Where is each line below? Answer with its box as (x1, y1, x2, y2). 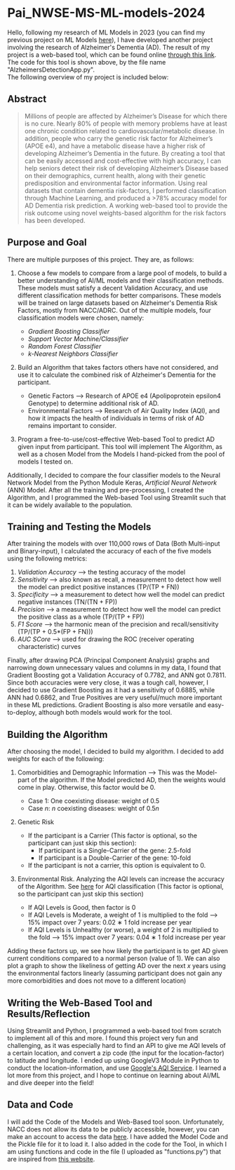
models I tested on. (17, 457, 74, 466)
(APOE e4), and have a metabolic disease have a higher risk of (24, 142, 206, 150)
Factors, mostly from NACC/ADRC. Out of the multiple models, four (17, 306, 212, 314)
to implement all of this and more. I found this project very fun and (7, 1034, 199, 1042)
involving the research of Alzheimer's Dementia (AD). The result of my (7, 43, 210, 51)
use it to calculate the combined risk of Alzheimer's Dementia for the (17, 370, 216, 379)
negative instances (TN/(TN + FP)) (17, 598, 118, 606)
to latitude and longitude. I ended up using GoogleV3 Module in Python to (7, 1056, 220, 1064)
